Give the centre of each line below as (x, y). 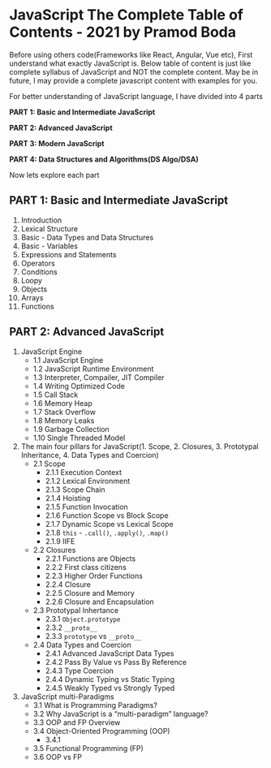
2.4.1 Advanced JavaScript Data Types (110, 653)
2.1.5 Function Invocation (86, 507)
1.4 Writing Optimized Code (79, 386)
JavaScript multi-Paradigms (67, 697)
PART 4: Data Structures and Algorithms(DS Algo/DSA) (104, 159)
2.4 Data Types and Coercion (82, 645)
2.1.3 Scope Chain (75, 490)
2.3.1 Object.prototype (83, 619)
